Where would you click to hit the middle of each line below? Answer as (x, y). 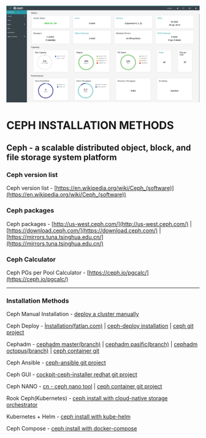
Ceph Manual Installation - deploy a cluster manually (73, 314)
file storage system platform (62, 158)
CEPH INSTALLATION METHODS (90, 125)
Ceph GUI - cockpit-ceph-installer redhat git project (72, 375)
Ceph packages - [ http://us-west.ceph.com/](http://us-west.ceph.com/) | (99, 224)
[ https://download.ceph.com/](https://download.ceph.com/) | (84, 230)
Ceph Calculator (31, 259)
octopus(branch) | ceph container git (53, 351)
